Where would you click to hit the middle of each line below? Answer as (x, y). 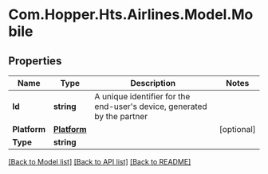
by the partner (121, 116)
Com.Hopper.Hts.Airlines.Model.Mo (131, 15)
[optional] (237, 129)
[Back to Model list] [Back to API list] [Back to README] (100, 162)
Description (153, 83)
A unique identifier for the (142, 97)
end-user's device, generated (151, 106)
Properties (35, 61)
